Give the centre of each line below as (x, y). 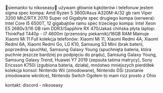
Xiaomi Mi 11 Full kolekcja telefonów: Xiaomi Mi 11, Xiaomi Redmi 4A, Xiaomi (82, 39)
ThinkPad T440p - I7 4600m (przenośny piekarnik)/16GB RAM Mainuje (77, 34)
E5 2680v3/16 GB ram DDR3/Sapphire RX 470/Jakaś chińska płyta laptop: (80, 29)
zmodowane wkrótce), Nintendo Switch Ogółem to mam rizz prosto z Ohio (81, 76)
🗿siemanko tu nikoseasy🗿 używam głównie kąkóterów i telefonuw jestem (80, 8)
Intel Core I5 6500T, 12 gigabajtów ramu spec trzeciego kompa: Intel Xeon (81, 23)
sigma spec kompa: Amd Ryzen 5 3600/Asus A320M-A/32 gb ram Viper (79, 13)
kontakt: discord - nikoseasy (34, 85)
